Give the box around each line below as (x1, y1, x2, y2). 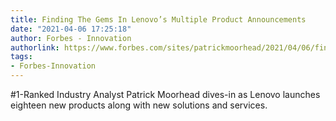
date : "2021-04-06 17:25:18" (10, 24, 132, 34)
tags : (10, 52, 33, 62)
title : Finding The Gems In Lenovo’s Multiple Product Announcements (10, 14, 307, 25)
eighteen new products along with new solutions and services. (10, 99, 268, 111)
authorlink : (10, 42, 60, 53)
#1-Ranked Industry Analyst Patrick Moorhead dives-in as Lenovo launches (10, 89, 321, 100)
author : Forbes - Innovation (10, 33, 132, 43)
